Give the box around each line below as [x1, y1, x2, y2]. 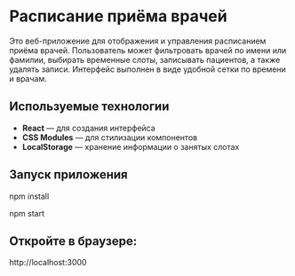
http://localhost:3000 [9, 257, 87, 268]
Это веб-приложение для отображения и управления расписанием [9, 35, 267, 46]
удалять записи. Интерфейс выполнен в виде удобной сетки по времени [9, 64, 286, 75]
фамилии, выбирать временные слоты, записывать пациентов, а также [9, 54, 281, 65]
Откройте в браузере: [9, 233, 138, 248]
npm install [9, 191, 50, 201]
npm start [9, 208, 45, 218]
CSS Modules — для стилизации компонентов [21, 131, 198, 143]
